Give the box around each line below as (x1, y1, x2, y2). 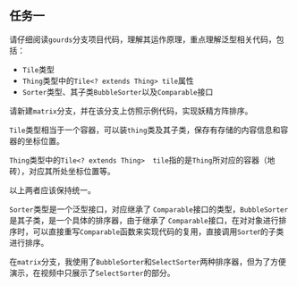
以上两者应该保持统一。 (9, 184, 96, 195)
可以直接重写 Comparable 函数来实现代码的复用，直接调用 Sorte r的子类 (32, 226, 284, 237)
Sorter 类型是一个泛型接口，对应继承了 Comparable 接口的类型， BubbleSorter (9, 204, 289, 214)
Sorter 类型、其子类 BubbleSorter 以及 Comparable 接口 (21, 86, 214, 97)
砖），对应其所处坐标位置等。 (9, 165, 115, 176)
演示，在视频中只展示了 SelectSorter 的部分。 (9, 267, 175, 278)
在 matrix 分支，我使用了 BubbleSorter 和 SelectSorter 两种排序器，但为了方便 (9, 256, 286, 266)
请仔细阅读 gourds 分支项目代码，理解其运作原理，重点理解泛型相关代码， (9, 34, 276, 45)
